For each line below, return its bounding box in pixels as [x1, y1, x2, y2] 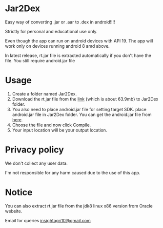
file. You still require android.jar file [5, 57, 75, 63]
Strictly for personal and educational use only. [5, 28, 98, 34]
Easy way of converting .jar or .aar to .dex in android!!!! [5, 19, 116, 25]
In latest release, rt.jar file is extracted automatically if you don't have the [5, 52, 151, 58]
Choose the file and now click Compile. [12, 122, 91, 128]
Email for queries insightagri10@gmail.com [5, 217, 91, 223]
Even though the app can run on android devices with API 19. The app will [5, 38, 153, 44]
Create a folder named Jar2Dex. [12, 91, 77, 96]
